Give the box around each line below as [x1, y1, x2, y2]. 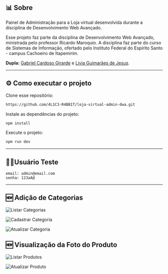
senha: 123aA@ [5, 176, 35, 181]
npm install [5, 121, 30, 126]
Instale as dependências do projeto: [5, 111, 79, 117]
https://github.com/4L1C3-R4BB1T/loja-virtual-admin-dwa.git [5, 102, 136, 107]
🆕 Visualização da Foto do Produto [5, 241, 118, 249]
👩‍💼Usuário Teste [5, 158, 59, 166]
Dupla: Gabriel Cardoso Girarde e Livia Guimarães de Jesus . [5, 60, 130, 66]
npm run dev [5, 139, 30, 144]
